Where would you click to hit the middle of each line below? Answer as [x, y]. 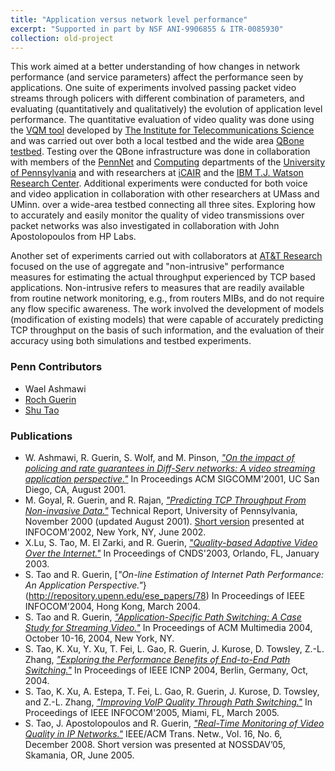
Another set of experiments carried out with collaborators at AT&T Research [166, 256]
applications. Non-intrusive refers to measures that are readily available [157, 288]
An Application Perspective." [83, 585]
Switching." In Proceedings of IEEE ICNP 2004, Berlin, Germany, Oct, [166, 670]
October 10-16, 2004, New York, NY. [99, 638]
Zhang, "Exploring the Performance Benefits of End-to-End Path [157, 659]
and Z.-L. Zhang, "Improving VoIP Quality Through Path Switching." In [168, 702]
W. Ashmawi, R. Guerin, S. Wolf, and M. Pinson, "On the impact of [159, 457]
